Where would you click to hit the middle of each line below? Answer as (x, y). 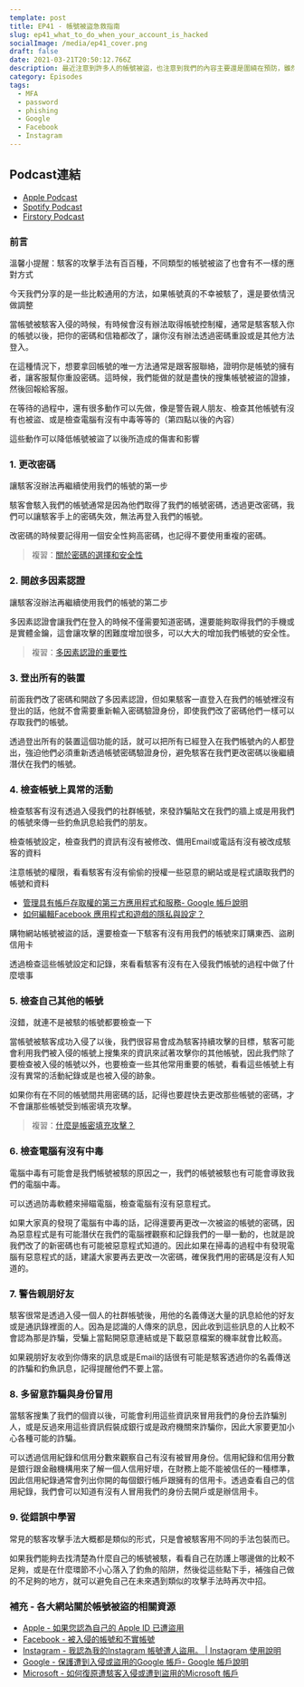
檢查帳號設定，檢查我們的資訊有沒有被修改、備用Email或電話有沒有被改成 (146, 842)
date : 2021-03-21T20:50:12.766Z (70, 60)
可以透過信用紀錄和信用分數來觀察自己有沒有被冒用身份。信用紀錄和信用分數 (152, 1458)
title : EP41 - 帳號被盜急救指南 (65, 26)
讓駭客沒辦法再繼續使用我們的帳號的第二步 (89, 602)
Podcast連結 (45, 175)
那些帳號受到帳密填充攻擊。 (85, 1106)
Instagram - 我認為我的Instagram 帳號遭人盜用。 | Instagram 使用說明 (152, 1650)
